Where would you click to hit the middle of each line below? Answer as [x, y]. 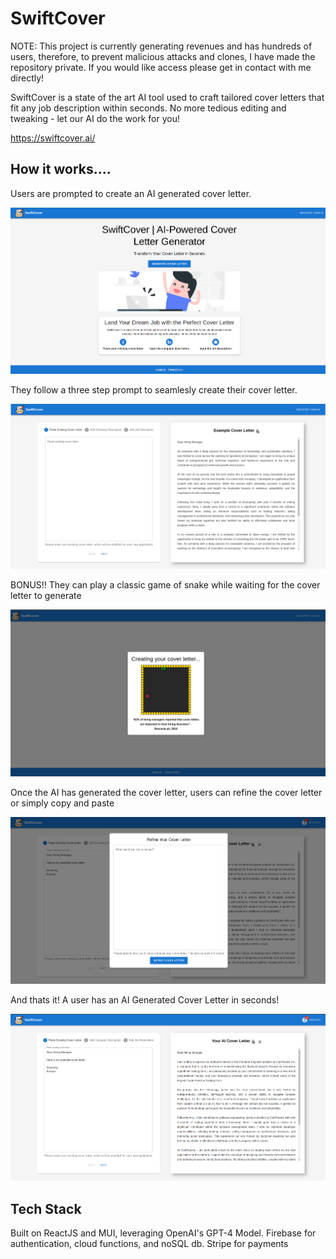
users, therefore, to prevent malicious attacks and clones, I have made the [163, 56]
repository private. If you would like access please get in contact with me [161, 67]
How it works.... [61, 169]
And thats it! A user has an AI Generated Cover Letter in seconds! [145, 999]
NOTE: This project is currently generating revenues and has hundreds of [161, 46]
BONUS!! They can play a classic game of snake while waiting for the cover [165, 584]
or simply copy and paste [62, 803]
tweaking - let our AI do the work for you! [95, 118]
